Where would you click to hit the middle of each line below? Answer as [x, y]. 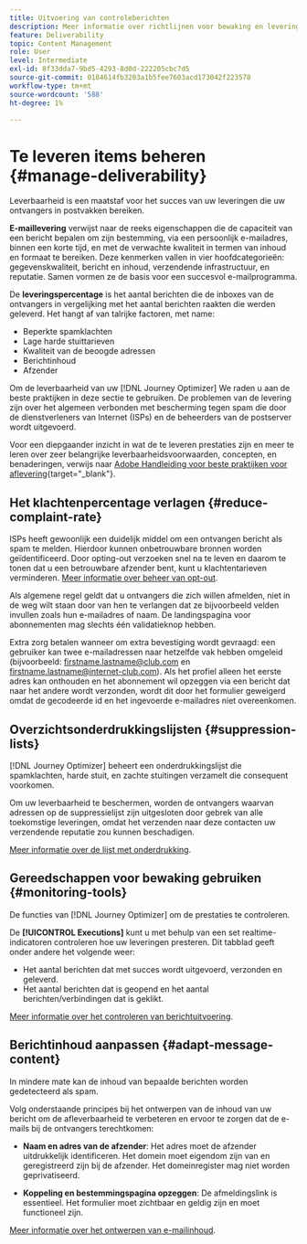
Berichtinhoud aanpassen [85, 1045]
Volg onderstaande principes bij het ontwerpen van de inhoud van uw [141, 1109]
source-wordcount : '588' [57, 94]
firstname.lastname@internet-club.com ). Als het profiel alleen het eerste [145, 672]
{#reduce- [238, 502]
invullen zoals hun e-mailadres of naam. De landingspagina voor [130, 615]
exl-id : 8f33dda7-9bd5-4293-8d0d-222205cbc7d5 [100, 69]
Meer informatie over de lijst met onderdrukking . [101, 849]
